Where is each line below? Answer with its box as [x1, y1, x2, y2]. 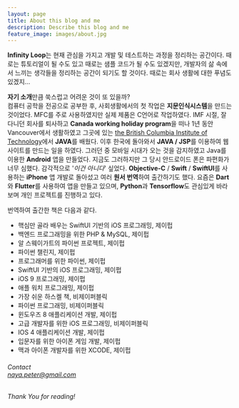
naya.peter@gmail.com [7, 370, 76, 379]
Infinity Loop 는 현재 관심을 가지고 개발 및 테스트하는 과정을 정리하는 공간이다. [7, 51, 225, 59]
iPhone [26, 173, 48, 182]
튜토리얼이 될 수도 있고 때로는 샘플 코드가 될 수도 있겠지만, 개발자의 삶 [20, 60, 215, 68]
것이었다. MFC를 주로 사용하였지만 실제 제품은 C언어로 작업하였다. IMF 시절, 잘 [7, 111, 227, 119]
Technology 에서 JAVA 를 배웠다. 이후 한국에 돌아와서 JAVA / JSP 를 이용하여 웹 [7, 137, 229, 146]
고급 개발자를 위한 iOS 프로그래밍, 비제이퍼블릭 [17, 319, 148, 328]
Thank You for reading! [7, 392, 76, 401]
